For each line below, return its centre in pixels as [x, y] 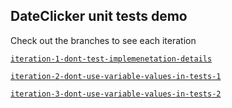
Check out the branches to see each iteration [103, 40]
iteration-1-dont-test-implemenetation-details [111, 59]
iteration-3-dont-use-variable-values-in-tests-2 [116, 94]
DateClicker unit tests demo [99, 16]
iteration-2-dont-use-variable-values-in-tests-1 [116, 76]
